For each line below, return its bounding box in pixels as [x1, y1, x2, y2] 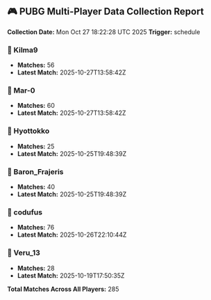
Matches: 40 [17, 183, 56, 191]
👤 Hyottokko [7, 126, 50, 136]
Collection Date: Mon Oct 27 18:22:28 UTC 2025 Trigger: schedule [7, 27, 201, 36]
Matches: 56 [17, 61, 55, 70]
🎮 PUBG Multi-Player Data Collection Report [7, 6, 204, 17]
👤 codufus [7, 207, 43, 217]
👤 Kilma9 [7, 45, 38, 54]
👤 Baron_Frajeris [7, 166, 64, 176]
